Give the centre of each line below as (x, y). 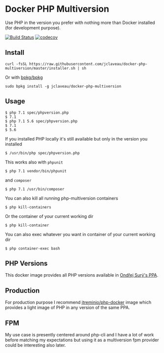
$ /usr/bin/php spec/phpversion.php (42, 153)
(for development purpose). (33, 27)
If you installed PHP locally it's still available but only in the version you (76, 139)
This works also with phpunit (34, 162)
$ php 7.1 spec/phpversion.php (37, 113)
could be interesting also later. (35, 345)
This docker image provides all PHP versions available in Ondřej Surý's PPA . (82, 275)
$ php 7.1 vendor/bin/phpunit (36, 171)
